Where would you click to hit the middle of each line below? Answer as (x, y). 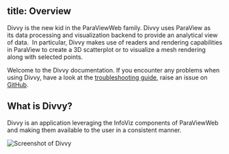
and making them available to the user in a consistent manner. (94, 130)
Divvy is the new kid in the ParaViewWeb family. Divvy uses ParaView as (109, 27)
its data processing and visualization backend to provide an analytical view (112, 35)
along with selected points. (45, 57)
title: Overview (39, 11)
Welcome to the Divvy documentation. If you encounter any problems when (113, 70)
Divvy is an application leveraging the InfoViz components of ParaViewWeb (113, 123)
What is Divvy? (40, 106)
